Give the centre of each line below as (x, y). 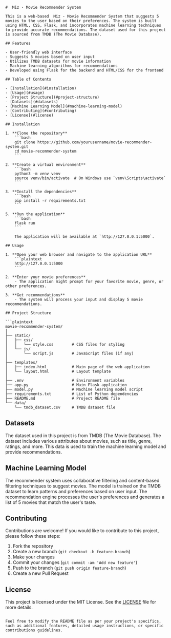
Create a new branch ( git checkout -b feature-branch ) (71, 552)
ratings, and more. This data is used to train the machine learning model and (86, 446)
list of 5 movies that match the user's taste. (51, 502)
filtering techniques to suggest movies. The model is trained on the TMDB (83, 486)
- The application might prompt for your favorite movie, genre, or (89, 282)
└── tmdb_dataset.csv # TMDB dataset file (65, 407)
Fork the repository (33, 546)
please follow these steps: (33, 536)
